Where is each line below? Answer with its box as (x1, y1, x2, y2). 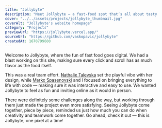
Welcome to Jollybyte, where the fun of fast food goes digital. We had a (5, 52, 149, 58)
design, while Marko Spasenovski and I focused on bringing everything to (5, 77, 152, 83)
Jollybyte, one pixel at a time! (5, 117, 64, 123)
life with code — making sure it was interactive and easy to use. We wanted (5, 82, 156, 88)
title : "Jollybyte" (5, 7, 45, 12)
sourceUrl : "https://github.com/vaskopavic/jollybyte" (5, 35, 118, 39)
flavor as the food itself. (5, 62, 52, 68)
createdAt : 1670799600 (5, 39, 51, 44)
